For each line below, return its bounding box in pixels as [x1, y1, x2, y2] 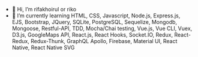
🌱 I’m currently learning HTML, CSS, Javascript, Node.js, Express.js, [11, 12, 181, 19]
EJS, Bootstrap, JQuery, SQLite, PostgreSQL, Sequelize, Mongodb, [11, 19, 178, 25]
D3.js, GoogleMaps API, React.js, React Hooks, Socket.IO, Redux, [11, 31, 173, 38]
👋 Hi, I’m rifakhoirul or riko [11, 6, 77, 13]
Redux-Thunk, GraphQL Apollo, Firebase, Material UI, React [31, 38, 178, 44]
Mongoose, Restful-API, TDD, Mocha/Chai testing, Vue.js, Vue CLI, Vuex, [11, 25, 193, 32]
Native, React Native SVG [11, 44, 75, 51]
